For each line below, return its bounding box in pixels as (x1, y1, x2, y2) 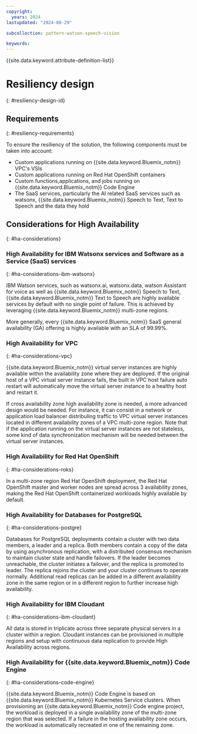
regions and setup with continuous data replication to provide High (6, 638, 168, 645)
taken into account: (6, 147, 53, 154)
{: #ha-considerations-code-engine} (6, 679, 95, 686)
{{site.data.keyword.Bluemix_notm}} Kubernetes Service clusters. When (6, 696, 181, 703)
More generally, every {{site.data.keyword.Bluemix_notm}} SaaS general (6, 318, 182, 325)
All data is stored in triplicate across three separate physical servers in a (6, 625, 181, 632)
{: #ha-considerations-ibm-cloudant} (6, 613, 96, 620)
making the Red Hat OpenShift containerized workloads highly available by (6, 489, 187, 497)
